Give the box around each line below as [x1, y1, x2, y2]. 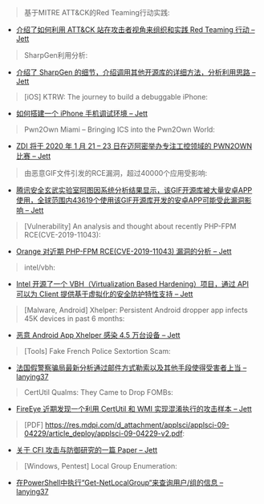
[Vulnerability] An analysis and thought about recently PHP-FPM [23, 222, 237, 231]
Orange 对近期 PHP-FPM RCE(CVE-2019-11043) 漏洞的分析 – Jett [15, 246, 232, 256]
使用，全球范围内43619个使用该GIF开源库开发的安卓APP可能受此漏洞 [15, 196, 245, 205]
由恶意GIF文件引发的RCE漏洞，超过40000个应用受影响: [23, 169, 208, 177]
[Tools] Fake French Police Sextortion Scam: [23, 347, 171, 356]
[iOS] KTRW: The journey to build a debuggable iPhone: [23, 92, 209, 101]
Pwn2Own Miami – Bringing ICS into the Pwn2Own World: [23, 124, 215, 134]
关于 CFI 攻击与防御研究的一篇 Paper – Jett [15, 445, 158, 454]
